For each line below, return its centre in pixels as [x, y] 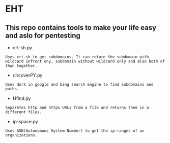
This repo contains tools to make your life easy [81, 28]
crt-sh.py [22, 48]
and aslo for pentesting [43, 35]
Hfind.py [22, 98]
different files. [24, 112]
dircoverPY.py [27, 75]
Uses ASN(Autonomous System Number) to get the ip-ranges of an [75, 131]
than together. [21, 66]
